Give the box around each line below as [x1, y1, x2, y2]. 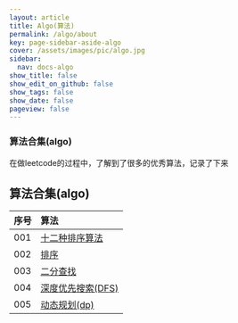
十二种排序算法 [40, 232, 104, 244]
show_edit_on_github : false [9, 79, 114, 88]
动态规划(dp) [40, 299, 95, 311]
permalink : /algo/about [9, 29, 98, 38]
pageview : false [9, 104, 70, 113]
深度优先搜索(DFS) [40, 282, 119, 294]
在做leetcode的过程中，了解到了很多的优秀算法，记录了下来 [9, 157, 229, 168]
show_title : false [9, 71, 78, 80]
